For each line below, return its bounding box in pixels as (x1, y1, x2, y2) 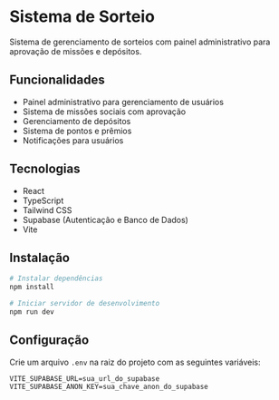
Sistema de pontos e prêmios (22, 125, 132, 136)
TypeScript (22, 195, 64, 206)
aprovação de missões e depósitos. (9, 45, 142, 56)
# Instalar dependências (9, 274, 103, 283)
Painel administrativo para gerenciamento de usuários (22, 96, 225, 107)
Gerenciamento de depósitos (22, 115, 131, 126)
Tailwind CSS (22, 204, 72, 215)
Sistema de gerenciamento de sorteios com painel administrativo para (9, 36, 271, 47)
